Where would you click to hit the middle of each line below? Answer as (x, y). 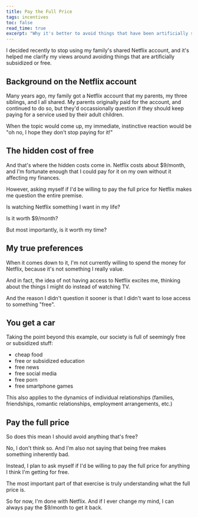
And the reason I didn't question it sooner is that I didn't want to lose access (98, 298)
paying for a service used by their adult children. (65, 114)
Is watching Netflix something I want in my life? (63, 207)
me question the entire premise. (45, 195)
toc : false (19, 22)
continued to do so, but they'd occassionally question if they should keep (95, 108)
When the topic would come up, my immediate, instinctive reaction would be (99, 126)
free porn (26, 380)
